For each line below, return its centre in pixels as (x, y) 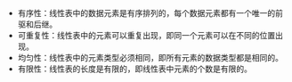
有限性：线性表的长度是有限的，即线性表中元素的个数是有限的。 (134, 69)
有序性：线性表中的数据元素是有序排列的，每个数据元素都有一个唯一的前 (150, 13)
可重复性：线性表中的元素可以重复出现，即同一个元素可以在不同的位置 (146, 35)
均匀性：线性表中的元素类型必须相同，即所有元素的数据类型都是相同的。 (150, 57)
